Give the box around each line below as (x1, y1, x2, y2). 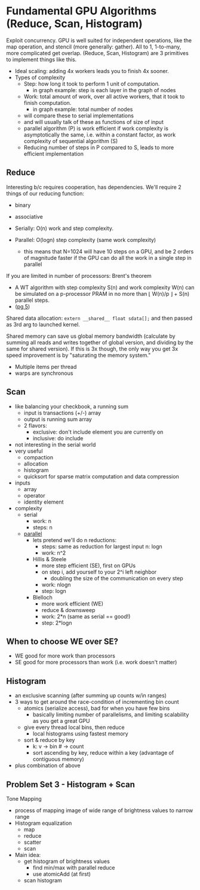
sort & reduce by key (23, 737, 75, 744)
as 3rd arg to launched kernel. (6, 320, 81, 328)
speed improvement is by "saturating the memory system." (6, 352, 151, 359)
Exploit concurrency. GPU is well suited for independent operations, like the (6, 37, 192, 44)
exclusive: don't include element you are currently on (32, 428, 164, 435)
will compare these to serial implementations (23, 112, 134, 119)
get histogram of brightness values (23, 858, 110, 865)
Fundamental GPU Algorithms (6, 4, 157, 18)
